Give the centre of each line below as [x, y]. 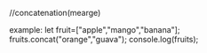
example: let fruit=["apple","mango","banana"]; [95, 30]
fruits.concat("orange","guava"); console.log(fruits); [104, 39]
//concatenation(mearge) [55, 13]
